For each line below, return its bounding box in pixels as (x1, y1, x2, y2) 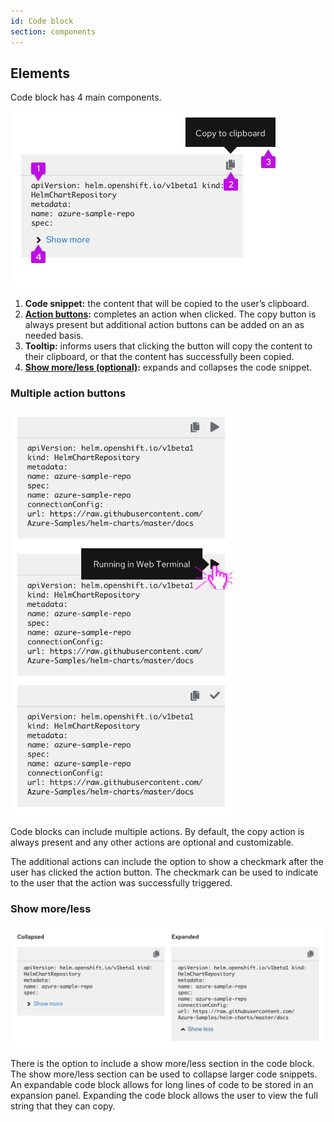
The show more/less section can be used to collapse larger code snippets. (10, 1068, 318, 1080)
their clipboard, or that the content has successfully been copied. (24, 351, 295, 363)
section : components (10, 26, 97, 37)
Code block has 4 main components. (10, 91, 162, 104)
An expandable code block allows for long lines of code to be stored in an (10, 1078, 314, 1090)
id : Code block (10, 16, 74, 26)
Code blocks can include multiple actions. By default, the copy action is (10, 825, 305, 837)
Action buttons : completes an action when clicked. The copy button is (24, 308, 317, 320)
